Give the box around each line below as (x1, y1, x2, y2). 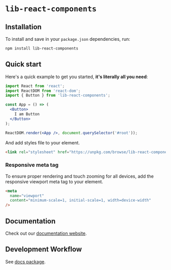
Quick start (5, 60, 42, 69)
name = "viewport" (10, 193, 44, 198)
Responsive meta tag (5, 161, 59, 168)
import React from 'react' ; (5, 83, 65, 88)
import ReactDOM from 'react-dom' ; (5, 88, 81, 93)
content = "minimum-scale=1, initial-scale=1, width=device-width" (10, 198, 152, 203)
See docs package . (5, 258, 46, 264)
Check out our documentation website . (5, 230, 87, 236)
